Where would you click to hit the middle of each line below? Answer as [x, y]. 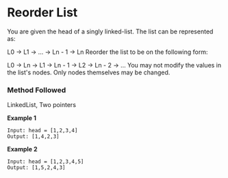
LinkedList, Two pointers [42, 105]
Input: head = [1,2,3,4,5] [46, 162]
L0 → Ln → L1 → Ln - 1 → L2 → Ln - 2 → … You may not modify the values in [114, 65]
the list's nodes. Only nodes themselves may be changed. [89, 72]
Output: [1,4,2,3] [33, 137]
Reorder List [42, 13]
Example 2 [22, 149]
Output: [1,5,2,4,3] [37, 168]
